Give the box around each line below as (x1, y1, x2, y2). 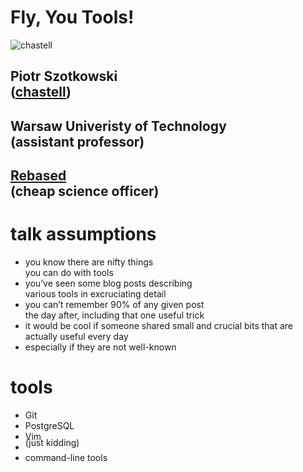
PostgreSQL (24, 419, 75, 431)
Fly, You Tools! (10, 6, 135, 29)
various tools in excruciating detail (24, 288, 167, 300)
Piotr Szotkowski (10, 68, 118, 85)
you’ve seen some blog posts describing (24, 277, 193, 290)
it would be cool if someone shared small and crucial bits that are (24, 320, 294, 332)
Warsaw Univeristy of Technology (10, 117, 227, 135)
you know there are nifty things (24, 256, 154, 268)
